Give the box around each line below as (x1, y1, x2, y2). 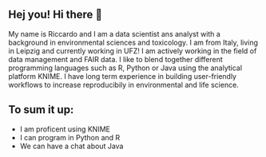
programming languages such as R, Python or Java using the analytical (8, 63, 242, 73)
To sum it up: (8, 103, 74, 116)
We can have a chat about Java (19, 141, 124, 151)
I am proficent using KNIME (19, 124, 110, 134)
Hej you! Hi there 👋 (8, 8, 103, 22)
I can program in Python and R (19, 132, 121, 142)
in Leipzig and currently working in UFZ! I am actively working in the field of (8, 45, 257, 56)
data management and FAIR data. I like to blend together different (8, 54, 224, 64)
